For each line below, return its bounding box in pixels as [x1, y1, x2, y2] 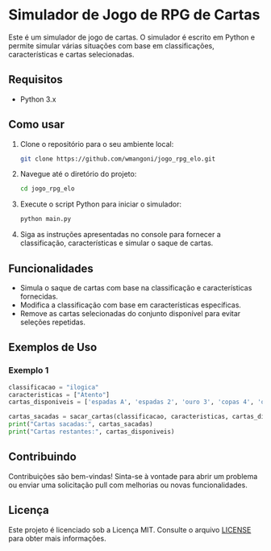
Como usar [8, 118, 65, 131]
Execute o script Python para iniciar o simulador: [19, 199, 181, 209]
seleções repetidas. [19, 317, 86, 327]
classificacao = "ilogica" [8, 383, 99, 391]
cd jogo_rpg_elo [19, 185, 75, 193]
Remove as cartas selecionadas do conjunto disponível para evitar [19, 309, 241, 318]
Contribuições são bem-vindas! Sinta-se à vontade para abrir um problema [8, 471, 258, 481]
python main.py [19, 215, 72, 223]
